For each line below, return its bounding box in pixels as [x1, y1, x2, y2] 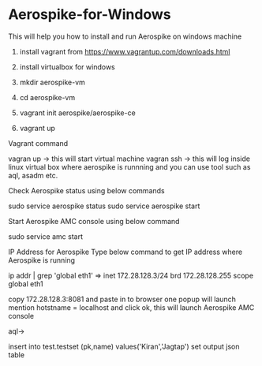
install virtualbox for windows [19, 62, 116, 72]
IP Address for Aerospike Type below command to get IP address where [8, 247, 243, 256]
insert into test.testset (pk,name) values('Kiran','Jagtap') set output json [8, 342, 240, 351]
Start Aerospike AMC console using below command [8, 216, 180, 226]
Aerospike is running [8, 255, 76, 265]
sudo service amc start [8, 231, 83, 241]
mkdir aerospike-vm [19, 77, 85, 87]
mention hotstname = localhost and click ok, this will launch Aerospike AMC [8, 302, 255, 312]
